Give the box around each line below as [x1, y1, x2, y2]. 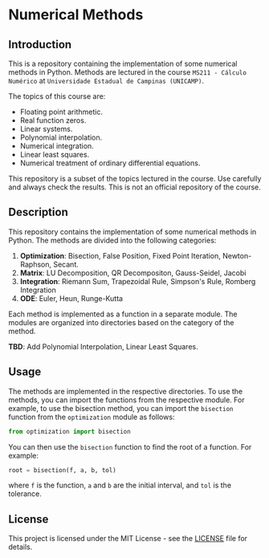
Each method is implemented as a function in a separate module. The [8, 309, 238, 319]
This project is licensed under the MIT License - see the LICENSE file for [8, 534, 247, 544]
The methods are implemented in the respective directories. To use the [8, 386, 243, 396]
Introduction [8, 38, 72, 51]
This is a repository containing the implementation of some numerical [8, 59, 238, 68]
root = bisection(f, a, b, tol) [8, 466, 116, 475]
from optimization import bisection [8, 427, 131, 435]
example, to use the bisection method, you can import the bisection [8, 403, 234, 413]
